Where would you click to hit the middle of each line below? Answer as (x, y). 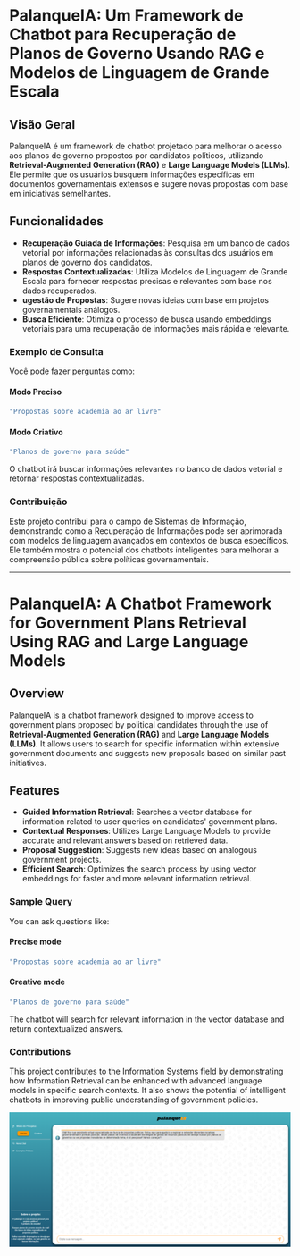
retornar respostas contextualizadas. (77, 478)
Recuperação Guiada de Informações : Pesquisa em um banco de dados (156, 243)
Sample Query (41, 902)
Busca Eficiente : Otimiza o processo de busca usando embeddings (146, 319)
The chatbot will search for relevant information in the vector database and (147, 1019)
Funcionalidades (57, 221)
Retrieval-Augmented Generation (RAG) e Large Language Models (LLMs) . (150, 165)
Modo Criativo (37, 432)
